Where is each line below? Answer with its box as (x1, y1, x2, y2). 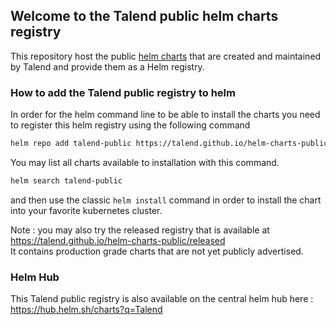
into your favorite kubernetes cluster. (10, 204, 163, 216)
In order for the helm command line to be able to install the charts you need (10, 109, 321, 121)
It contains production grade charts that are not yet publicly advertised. (10, 245, 304, 257)
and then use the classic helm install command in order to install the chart (10, 194, 322, 206)
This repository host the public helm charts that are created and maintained (10, 50, 322, 62)
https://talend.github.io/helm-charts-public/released (10, 234, 226, 246)
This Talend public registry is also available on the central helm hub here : (10, 293, 314, 305)
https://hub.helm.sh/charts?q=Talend (10, 304, 163, 316)
